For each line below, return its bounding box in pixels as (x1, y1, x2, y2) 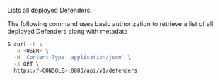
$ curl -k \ (7, 41, 42, 48)
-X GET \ (13, 60, 40, 68)
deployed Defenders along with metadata (7, 27, 128, 35)
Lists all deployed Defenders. (7, 6, 93, 14)
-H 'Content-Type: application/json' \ (13, 54, 132, 61)
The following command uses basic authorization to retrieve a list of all (7, 20, 214, 27)
